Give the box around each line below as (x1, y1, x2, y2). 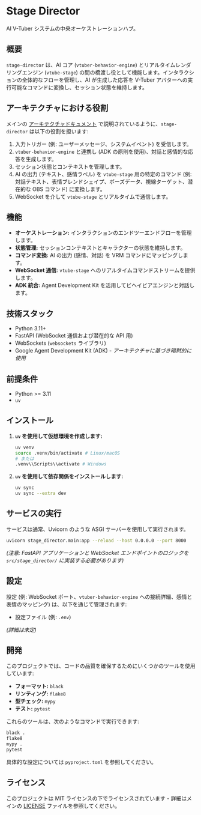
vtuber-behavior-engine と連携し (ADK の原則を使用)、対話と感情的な (14, 148, 188, 155)
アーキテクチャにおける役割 (6, 103, 109, 114)
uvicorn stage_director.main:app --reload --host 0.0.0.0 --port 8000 (6, 538, 187, 544)
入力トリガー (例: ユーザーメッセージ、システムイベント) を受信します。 (14, 140, 192, 148)
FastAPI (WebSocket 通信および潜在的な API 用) (14, 332, 133, 339)
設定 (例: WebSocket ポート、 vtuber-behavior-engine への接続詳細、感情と (6, 593, 193, 600)
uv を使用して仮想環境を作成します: (14, 432, 103, 440)
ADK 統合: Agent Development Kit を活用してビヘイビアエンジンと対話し (14, 282, 195, 289)
